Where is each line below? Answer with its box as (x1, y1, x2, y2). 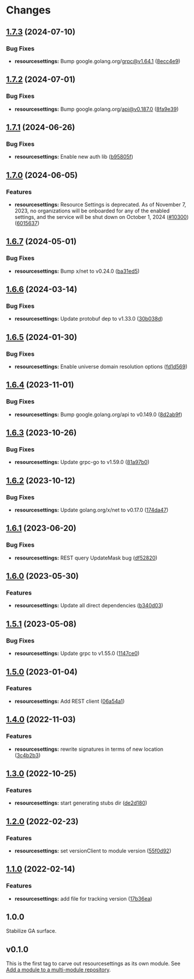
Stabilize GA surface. (6, 928, 57, 935)
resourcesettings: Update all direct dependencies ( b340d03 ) (14, 602, 164, 609)
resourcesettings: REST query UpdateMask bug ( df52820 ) (14, 554, 158, 561)
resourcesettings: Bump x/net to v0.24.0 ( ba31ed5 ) (14, 267, 140, 274)
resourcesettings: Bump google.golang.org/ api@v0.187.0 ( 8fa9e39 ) (14, 105, 179, 112)
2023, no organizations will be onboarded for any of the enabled (14, 207, 170, 214)
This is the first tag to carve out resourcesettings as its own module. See (6, 960, 181, 967)
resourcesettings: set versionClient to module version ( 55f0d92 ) (14, 847, 171, 854)
